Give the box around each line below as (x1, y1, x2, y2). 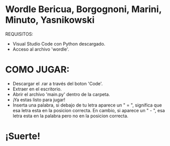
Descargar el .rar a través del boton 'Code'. (12, 80, 103, 86)
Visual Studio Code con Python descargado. (12, 40, 106, 46)
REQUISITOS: (5, 31, 33, 37)
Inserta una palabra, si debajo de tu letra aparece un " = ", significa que (12, 102, 162, 108)
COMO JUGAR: (5, 64, 70, 75)
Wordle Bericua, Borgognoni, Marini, (5, 4, 162, 15)
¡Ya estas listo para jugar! (12, 96, 65, 103)
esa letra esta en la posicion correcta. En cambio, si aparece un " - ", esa (12, 107, 165, 113)
